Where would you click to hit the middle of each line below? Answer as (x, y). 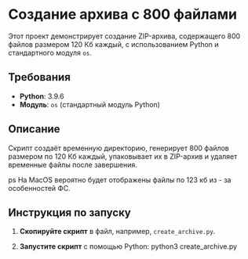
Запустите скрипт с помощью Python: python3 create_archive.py (128, 246)
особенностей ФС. (39, 188)
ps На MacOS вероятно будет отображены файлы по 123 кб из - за (120, 180)
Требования (39, 77)
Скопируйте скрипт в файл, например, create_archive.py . (117, 232)
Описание (34, 129)
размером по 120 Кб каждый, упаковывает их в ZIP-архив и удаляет (123, 156)
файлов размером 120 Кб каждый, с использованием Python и (113, 44)
